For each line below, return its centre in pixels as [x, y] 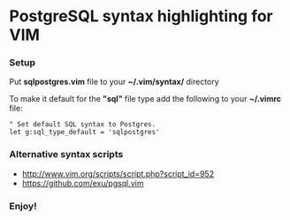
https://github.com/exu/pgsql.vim [83, 183]
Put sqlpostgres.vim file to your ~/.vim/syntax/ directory [114, 82]
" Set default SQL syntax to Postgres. [83, 125]
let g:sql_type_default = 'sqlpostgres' [85, 133]
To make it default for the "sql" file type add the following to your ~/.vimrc [145, 99]
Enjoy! [23, 206]
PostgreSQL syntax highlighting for [141, 16]
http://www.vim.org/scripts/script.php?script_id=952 [118, 173]
